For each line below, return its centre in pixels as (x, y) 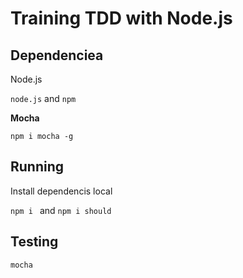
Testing (34, 242)
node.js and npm (43, 98)
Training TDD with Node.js (121, 18)
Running (37, 167)
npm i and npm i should (61, 210)
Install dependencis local (61, 191)
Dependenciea (57, 55)
